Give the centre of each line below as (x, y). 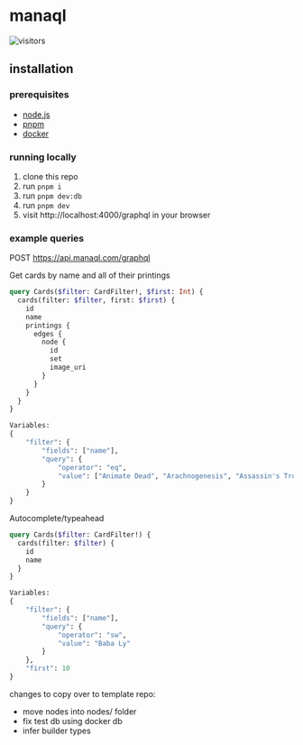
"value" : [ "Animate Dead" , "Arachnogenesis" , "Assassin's (169, 476)
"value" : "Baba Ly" (94, 643)
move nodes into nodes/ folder (79, 711)
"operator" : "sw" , (92, 635)
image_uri (68, 368)
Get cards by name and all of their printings (90, 275)
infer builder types (57, 731)
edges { (48, 334)
